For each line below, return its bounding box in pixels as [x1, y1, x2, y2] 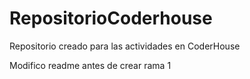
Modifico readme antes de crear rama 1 [9, 59, 172, 71]
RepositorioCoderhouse [9, 7, 213, 30]
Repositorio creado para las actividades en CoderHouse [9, 40, 241, 52]
